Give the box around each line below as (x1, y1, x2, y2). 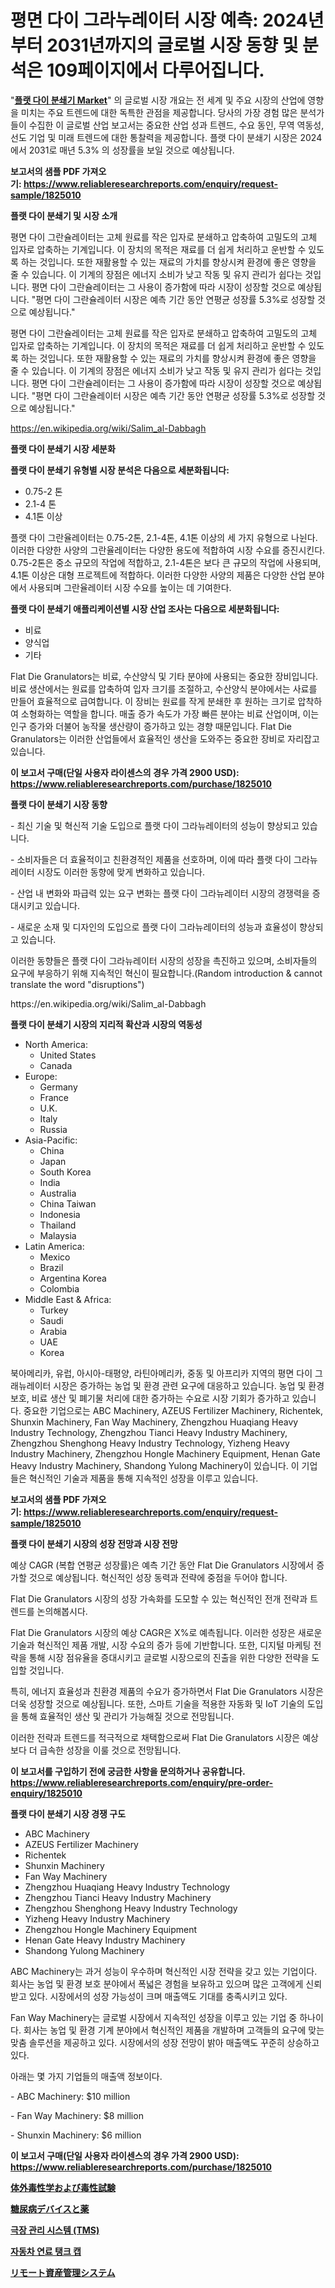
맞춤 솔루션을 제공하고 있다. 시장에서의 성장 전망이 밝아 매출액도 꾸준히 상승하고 (10, 2036, 320, 2048)
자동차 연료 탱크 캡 (10, 2245, 82, 2257)
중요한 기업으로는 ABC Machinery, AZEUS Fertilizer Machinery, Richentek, (23, 1404, 324, 1416)
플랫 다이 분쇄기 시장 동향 (10, 798, 108, 810)
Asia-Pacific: (24, 1134, 78, 1146)
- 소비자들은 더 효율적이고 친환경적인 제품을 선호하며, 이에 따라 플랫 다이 (10, 853, 292, 865)
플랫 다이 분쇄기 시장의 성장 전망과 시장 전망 (10, 1537, 178, 1550)
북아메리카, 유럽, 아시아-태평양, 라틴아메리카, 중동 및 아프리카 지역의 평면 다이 (10, 1367, 313, 1379)
